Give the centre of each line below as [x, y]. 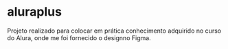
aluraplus [34, 12]
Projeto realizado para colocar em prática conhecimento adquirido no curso [114, 31]
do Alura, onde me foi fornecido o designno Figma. [79, 37]
